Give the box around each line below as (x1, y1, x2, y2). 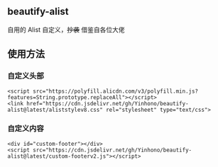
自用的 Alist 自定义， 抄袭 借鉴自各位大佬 (7, 25, 126, 34)
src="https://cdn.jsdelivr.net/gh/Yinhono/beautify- (33, 146, 192, 154)
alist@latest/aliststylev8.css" (7, 106, 103, 113)
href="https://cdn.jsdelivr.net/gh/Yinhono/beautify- (26, 100, 190, 107)
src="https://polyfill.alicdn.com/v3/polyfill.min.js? (33, 88, 199, 95)
